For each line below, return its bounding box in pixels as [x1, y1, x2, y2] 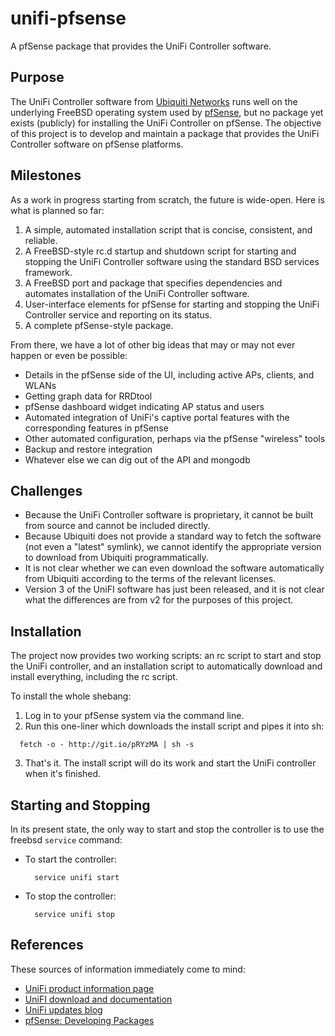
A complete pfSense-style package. [24, 319, 174, 331]
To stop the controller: [24, 890, 117, 902]
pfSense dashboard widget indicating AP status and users [24, 400, 265, 412]
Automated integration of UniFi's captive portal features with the [24, 411, 290, 423]
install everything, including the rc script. [10, 671, 178, 683]
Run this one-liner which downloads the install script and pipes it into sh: [24, 720, 325, 732]
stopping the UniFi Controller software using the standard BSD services [24, 255, 320, 267]
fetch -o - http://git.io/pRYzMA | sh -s [19, 740, 195, 750]
